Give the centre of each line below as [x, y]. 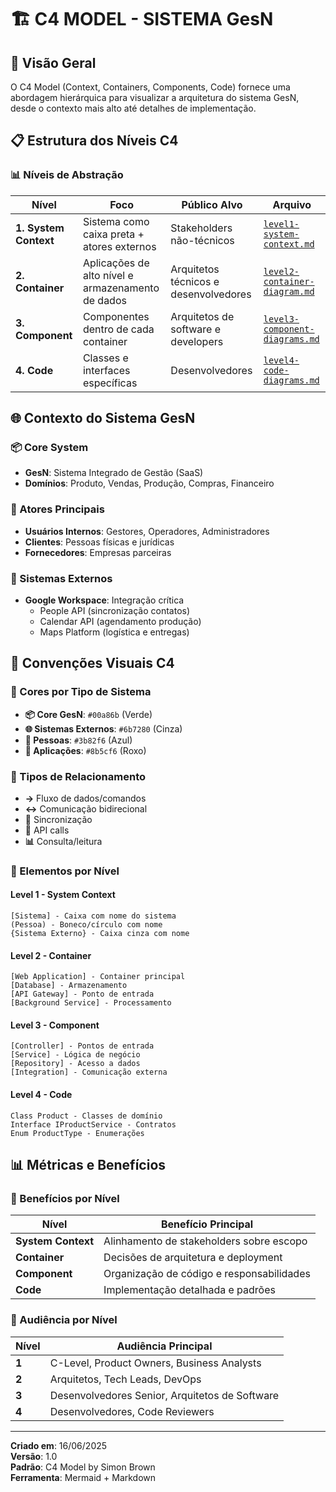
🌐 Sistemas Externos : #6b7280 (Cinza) [103, 728]
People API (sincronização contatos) [115, 610]
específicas [110, 383]
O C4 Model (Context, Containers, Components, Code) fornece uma [150, 87]
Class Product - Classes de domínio [86, 1116]
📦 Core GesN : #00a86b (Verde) [88, 714]
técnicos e [195, 281]
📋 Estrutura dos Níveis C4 [94, 141]
